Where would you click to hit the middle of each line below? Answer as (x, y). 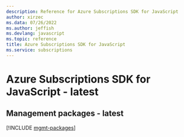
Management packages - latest (65, 114)
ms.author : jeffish (30, 28)
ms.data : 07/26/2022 (32, 22)
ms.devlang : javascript (35, 34)
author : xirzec (25, 17)
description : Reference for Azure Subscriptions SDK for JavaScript (92, 12)
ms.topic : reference (32, 39)
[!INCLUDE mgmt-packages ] (41, 128)
